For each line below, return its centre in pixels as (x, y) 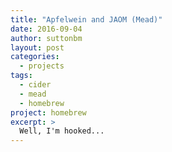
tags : (21, 76)
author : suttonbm (46, 38)
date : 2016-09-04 (46, 29)
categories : (35, 57)
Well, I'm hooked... (62, 131)
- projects (42, 66)
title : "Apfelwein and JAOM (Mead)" (86, 19)
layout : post (37, 47)
